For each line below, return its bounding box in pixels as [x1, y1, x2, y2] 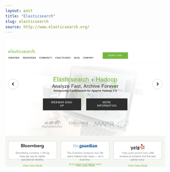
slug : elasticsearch [5, 19, 49, 24]
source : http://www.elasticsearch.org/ [5, 24, 90, 29]
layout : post [5, 8, 33, 13]
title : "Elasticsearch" [5, 13, 56, 19]
